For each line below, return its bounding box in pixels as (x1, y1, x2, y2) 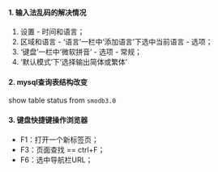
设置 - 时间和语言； (19, 27, 85, 36)
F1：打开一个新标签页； (19, 134, 99, 145)
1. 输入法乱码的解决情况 (8, 7, 87, 17)
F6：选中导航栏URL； (19, 154, 93, 165)
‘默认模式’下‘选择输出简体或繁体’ (19, 57, 128, 67)
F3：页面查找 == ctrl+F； (19, 145, 105, 154)
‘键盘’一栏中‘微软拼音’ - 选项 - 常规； (19, 47, 143, 57)
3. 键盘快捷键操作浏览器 (8, 115, 88, 124)
